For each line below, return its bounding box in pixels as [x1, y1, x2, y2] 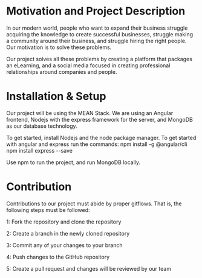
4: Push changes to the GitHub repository [6, 253, 110, 260]
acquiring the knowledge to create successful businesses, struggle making [6, 30, 194, 38]
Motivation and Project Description [6, 4, 186, 18]
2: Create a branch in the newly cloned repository [6, 230, 130, 237]
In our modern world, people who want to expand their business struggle [6, 24, 188, 31]
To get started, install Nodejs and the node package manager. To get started [6, 134, 197, 141]
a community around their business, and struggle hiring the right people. [6, 37, 187, 44]
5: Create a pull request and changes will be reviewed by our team [6, 265, 171, 272]
